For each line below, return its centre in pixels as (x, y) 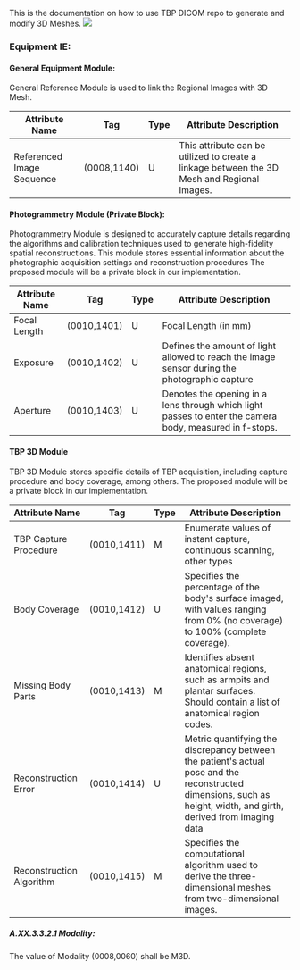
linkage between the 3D (229, 168)
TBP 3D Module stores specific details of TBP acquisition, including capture (149, 472)
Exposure (33, 363)
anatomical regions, (225, 668)
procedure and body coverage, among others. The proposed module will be (149, 481)
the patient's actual (225, 761)
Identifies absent (219, 657)
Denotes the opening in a (215, 394)
